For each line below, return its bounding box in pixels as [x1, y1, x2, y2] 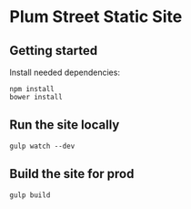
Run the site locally [9, 117, 120, 133]
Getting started [9, 43, 98, 58]
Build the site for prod [9, 166, 135, 182]
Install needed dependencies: [9, 67, 121, 78]
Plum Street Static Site [9, 6, 183, 27]
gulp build [9, 190, 51, 200]
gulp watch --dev [9, 141, 75, 151]
